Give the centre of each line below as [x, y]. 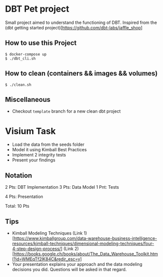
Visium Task [30, 131]
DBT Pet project [37, 9]
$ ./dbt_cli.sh [20, 59]
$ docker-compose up [26, 54]
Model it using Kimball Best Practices [49, 150]
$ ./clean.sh [18, 85]
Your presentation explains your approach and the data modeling [77, 264]
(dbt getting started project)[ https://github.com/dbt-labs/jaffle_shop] [74, 27]
